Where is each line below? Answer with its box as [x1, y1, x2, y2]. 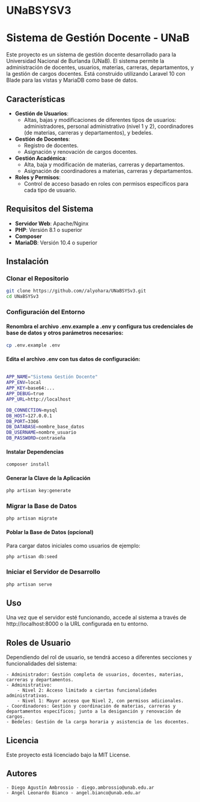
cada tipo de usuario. [23, 186, 77, 193]
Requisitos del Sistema [6, 204, 94, 214]
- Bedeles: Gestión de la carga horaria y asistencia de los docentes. [6, 719, 189, 725]
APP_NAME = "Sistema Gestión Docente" [6, 374, 98, 380]
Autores [6, 768, 37, 779]
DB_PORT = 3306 [6, 418, 39, 424]
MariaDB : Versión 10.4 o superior [14, 238, 98, 246]
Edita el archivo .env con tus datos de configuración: [6, 355, 141, 362]
